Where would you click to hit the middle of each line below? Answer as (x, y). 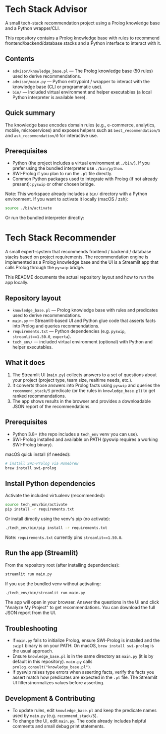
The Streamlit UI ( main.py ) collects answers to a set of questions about (84, 375)
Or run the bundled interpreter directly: (45, 218)
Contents (20, 59)
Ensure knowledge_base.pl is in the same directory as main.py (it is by (83, 656)
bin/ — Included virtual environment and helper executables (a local (82, 92)
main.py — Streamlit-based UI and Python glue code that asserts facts (84, 320)
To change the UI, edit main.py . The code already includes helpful (79, 721)
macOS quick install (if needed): (38, 454)
